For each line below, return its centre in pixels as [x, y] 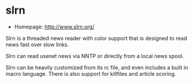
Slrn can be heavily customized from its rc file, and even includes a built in [97, 67]
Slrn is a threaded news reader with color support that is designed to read [96, 38]
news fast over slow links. [37, 44]
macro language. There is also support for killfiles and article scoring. [91, 74]
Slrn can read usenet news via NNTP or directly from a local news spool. [95, 56]
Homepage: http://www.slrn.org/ [54, 27]
